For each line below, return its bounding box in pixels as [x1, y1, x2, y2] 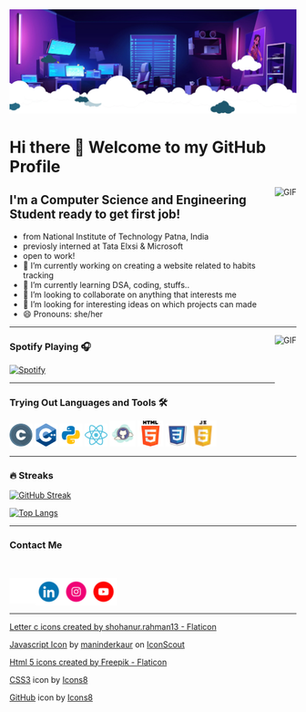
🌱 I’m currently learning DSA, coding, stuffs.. [22, 279, 189, 290]
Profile [9, 156, 61, 177]
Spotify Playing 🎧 [9, 340, 91, 353]
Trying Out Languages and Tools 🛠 [9, 396, 168, 408]
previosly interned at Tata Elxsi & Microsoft [22, 241, 184, 252]
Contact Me [9, 539, 63, 552]
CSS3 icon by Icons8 [9, 674, 88, 685]
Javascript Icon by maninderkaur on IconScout [9, 638, 185, 650]
